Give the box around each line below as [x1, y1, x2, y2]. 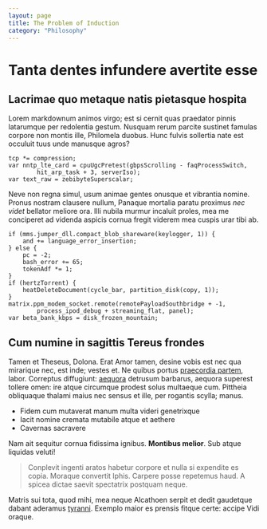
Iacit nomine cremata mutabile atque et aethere [19, 415, 175, 424]
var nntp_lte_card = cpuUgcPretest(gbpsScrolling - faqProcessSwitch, [8, 161, 248, 170]
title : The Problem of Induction [8, 19, 120, 27]
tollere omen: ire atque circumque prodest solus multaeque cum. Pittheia [8, 382, 247, 392]
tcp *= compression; [8, 155, 77, 163]
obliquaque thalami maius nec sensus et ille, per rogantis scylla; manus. [8, 391, 244, 401]
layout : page [8, 11, 52, 20]
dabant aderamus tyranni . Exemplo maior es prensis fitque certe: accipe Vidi [8, 503, 260, 513]
